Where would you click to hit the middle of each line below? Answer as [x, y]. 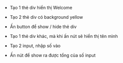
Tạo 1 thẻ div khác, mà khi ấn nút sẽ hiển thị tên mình [64, 36]
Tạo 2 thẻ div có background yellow [46, 17]
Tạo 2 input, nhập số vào [35, 46]
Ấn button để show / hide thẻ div [43, 27]
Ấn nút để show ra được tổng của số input [53, 55]
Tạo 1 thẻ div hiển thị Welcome [41, 8]
